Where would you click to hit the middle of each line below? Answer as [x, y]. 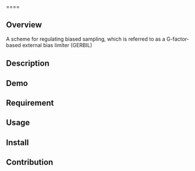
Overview [24, 25]
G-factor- [178, 39]
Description [28, 64]
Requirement [30, 103]
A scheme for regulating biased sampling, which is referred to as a [86, 39]
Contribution [30, 163]
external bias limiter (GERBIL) [57, 45]
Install [17, 142]
